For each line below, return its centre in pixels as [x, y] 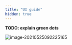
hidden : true [18, 14]
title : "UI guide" [24, 9]
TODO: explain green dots [32, 28]
